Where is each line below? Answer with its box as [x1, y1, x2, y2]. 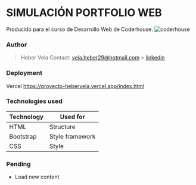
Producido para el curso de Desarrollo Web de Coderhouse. [6, 26, 153, 33]
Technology [9, 112, 43, 121]
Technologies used [6, 97, 63, 105]
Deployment [6, 69, 43, 77]
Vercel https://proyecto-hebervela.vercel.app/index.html [6, 82, 145, 89]
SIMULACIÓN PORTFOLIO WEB [6, 6, 162, 20]
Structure [49, 123, 76, 131]
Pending [6, 159, 31, 168]
